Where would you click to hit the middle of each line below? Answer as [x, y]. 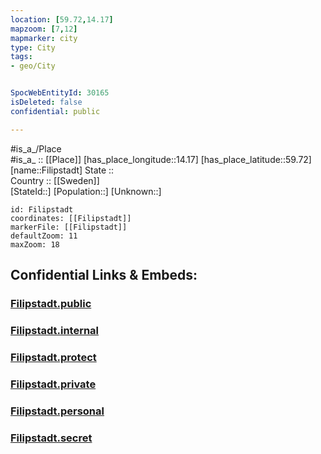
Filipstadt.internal [55, 330]
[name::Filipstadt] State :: [62, 170]
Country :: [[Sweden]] [55, 180]
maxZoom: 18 [35, 244]
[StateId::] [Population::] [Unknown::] [86, 191]
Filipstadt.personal [57, 411]
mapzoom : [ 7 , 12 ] [44, 29]
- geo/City [33, 66]
